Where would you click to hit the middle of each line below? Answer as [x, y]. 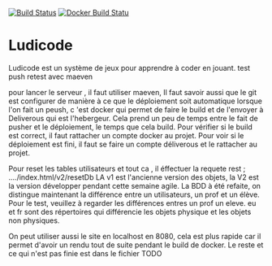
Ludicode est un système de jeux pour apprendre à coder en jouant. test [129, 68]
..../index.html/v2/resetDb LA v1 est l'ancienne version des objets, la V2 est [134, 177]
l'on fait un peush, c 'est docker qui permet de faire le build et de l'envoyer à [136, 109]
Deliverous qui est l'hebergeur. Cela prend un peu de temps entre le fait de [133, 118]
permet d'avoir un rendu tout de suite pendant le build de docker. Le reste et [136, 245]
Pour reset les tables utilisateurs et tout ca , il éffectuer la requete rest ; [127, 168]
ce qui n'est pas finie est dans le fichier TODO [85, 253]
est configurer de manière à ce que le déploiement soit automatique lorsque [135, 101]
